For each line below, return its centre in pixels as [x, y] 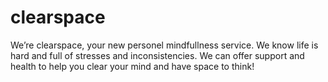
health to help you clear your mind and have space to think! [132, 66]
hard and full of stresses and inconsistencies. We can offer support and [157, 55]
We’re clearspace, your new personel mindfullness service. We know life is [164, 45]
